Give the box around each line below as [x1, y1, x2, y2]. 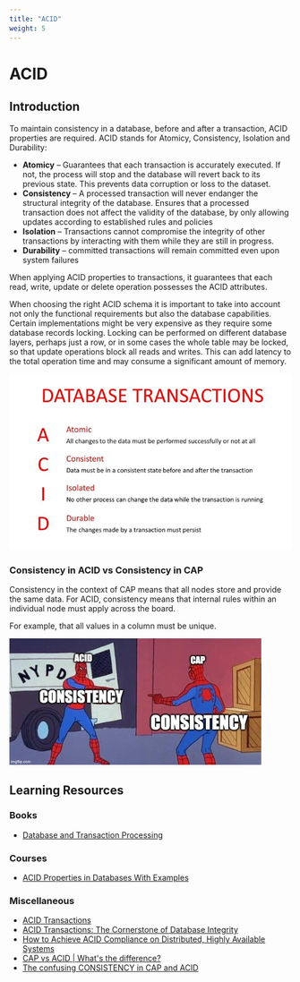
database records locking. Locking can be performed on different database [9, 327, 287, 337]
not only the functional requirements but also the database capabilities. [9, 308, 271, 319]
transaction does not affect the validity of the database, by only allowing [21, 207, 289, 218]
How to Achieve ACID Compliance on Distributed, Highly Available [21, 934, 266, 944]
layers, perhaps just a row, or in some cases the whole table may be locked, [9, 337, 289, 347]
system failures [21, 254, 79, 265]
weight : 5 [9, 23, 47, 33]
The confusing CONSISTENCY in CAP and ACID [21, 962, 199, 973]
